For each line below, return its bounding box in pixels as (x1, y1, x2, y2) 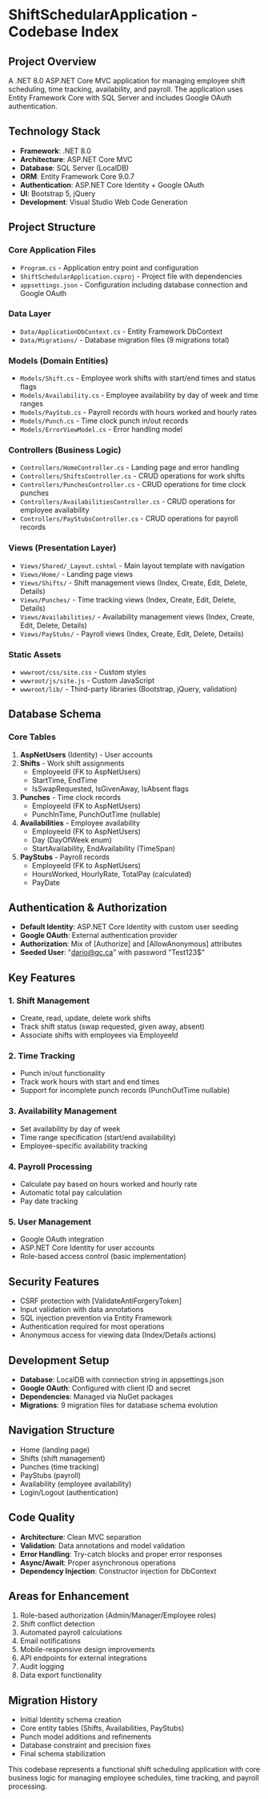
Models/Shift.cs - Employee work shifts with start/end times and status (19, 373, 256, 383)
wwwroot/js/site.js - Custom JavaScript (19, 676, 155, 685)
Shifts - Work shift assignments (19, 758, 125, 768)
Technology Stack (8, 124, 101, 138)
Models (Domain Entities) (8, 355, 109, 366)
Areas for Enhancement (8, 1590, 130, 1602)
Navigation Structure (8, 1423, 115, 1437)
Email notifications (19, 1636, 82, 1646)
